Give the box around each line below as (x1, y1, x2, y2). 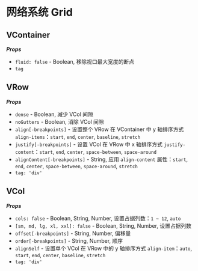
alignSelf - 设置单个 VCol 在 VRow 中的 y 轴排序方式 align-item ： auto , (14, 245, 193, 252)
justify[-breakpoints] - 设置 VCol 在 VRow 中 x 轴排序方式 (14, 141, 162, 148)
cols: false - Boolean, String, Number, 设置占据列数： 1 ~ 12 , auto (14, 215, 181, 222)
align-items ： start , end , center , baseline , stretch (14, 133, 141, 140)
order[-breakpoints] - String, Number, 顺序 (14, 237, 123, 244)
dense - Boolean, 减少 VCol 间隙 (14, 111, 93, 118)
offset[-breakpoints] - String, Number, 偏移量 (14, 230, 131, 237)
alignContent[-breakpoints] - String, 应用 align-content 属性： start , (14, 156, 188, 163)
